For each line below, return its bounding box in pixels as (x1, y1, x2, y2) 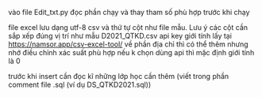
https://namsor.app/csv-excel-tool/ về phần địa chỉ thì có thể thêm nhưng (8, 39, 249, 49)
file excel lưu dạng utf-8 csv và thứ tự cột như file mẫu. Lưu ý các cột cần (8, 23, 249, 32)
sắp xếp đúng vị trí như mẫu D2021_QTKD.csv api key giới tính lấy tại (8, 32, 233, 40)
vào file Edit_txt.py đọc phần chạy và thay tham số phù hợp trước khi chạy (8, 8, 250, 17)
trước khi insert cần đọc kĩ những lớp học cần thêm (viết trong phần (8, 72, 229, 80)
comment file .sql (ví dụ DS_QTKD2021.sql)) (8, 80, 152, 89)
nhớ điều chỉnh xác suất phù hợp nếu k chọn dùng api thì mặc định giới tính (8, 48, 255, 57)
